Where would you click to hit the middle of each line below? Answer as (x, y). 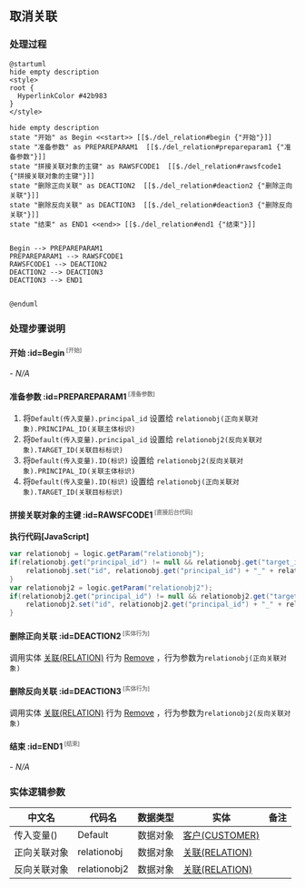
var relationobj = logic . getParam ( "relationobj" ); (107, 554)
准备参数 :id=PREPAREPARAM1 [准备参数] (83, 396)
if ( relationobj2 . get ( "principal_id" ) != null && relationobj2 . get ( (140, 596)
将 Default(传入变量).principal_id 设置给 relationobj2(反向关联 (139, 439)
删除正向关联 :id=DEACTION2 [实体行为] (79, 635)
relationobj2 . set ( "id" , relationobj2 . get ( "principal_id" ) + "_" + (154, 605)
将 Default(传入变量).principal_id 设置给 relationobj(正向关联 (137, 419)
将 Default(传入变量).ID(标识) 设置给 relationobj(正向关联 (128, 481)
